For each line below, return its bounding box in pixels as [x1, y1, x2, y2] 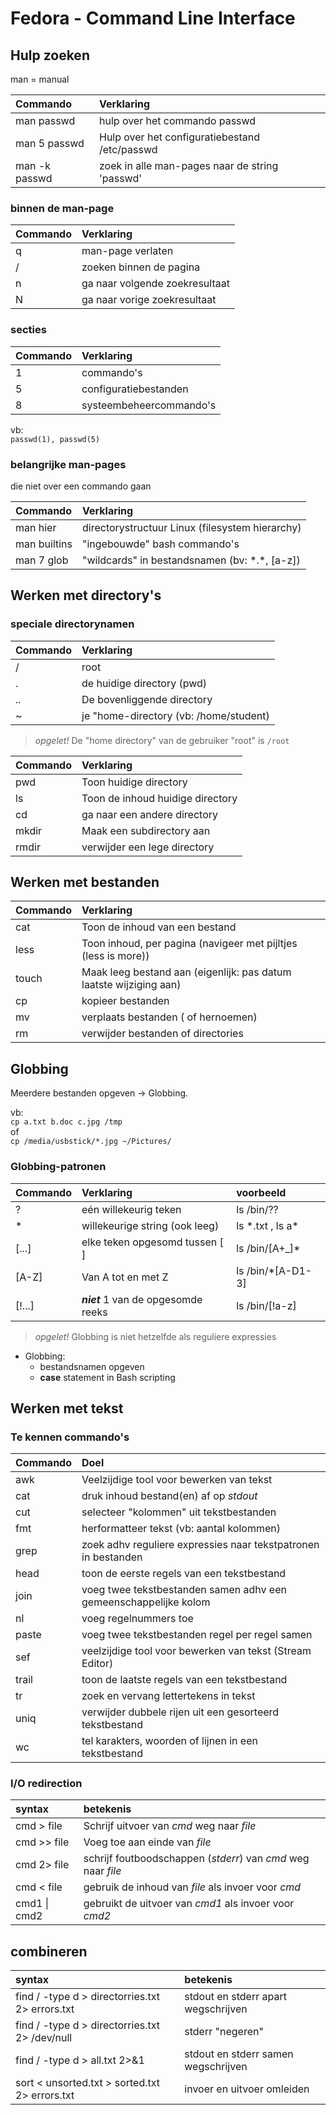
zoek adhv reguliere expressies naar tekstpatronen [81, 1538, 320, 1552]
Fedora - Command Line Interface [10, 7, 296, 30]
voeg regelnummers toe [81, 1612, 194, 1626]
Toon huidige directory [81, 775, 188, 789]
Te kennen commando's [10, 1430, 130, 1444]
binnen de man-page [10, 201, 115, 215]
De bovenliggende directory [81, 692, 213, 706]
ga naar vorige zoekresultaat [81, 293, 217, 307]
